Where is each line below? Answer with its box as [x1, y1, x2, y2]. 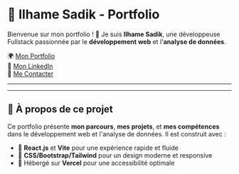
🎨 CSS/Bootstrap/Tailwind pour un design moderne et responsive [17, 151, 213, 159]
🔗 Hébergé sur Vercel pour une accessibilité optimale [17, 158, 175, 167]
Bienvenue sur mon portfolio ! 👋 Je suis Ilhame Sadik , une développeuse [7, 30, 221, 38]
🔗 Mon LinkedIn [7, 62, 53, 70]
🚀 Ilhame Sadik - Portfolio [7, 6, 160, 23]
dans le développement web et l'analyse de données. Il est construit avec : [7, 129, 226, 138]
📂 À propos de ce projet [7, 103, 114, 116]
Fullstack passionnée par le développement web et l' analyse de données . [7, 37, 226, 45]
